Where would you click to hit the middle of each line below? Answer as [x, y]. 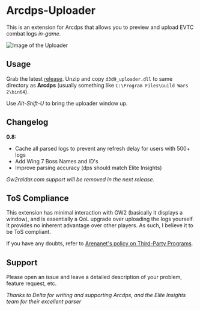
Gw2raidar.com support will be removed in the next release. [80, 179]
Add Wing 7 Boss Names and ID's [56, 161]
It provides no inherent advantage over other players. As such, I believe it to [100, 225]
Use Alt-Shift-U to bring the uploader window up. [67, 103]
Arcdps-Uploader [51, 11]
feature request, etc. [32, 283]
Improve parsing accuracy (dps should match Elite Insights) [88, 168]
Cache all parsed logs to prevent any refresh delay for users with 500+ [102, 148]
